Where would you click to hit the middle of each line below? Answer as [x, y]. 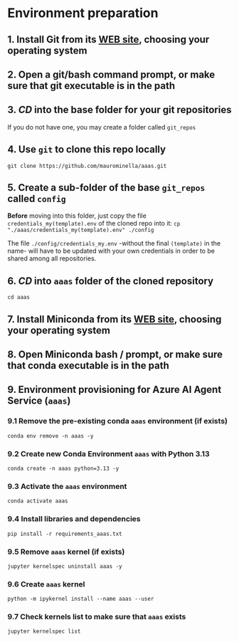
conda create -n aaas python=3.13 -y [63, 468]
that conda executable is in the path [88, 365]
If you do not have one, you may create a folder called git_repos [102, 127]
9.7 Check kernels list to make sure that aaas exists [97, 617]
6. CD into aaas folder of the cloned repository [111, 281]
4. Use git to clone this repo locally [86, 150]
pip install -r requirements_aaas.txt [65, 534]
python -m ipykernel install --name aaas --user [81, 599]
